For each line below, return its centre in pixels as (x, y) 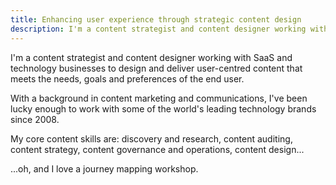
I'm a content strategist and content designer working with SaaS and (151, 57)
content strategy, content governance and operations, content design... (157, 149)
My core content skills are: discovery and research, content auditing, (151, 138)
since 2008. (35, 119)
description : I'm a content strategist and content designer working (158, 29)
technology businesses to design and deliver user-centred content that (156, 68)
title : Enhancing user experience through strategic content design (156, 19)
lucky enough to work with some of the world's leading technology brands (163, 108)
